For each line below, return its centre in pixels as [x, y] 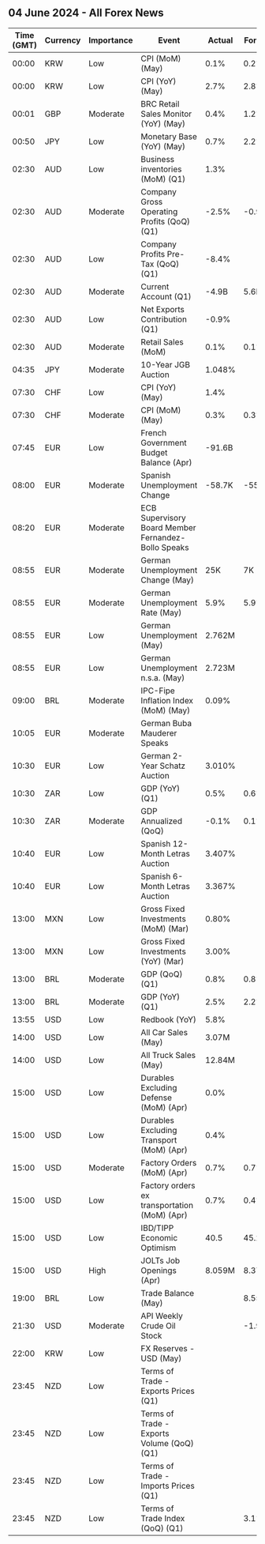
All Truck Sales [168, 1055]
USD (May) [161, 1358]
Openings [159, 1270]
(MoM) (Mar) [165, 928]
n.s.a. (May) [163, 677]
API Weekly [162, 1316]
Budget [154, 452]
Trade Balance [168, 1293]
